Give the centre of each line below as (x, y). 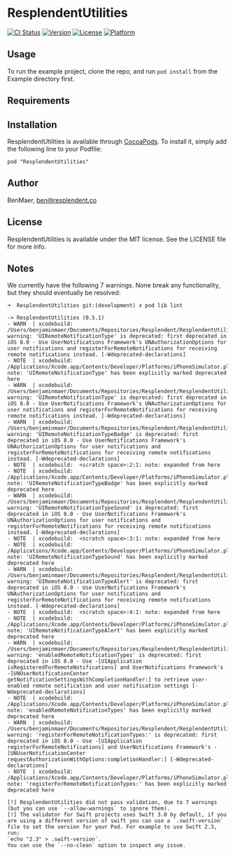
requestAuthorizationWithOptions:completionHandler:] (87, 760)
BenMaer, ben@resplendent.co (52, 200)
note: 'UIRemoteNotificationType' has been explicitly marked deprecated (117, 373)
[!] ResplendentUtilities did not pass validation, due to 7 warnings (112, 803)
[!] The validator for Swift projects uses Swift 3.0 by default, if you (117, 815)
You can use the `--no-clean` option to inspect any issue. (97, 845)
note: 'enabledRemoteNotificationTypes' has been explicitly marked (109, 711)
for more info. (27, 246)
